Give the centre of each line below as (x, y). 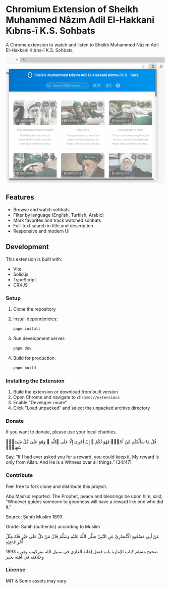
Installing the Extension (35, 381)
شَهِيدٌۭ (14, 447)
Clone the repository (34, 309)
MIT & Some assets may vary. (37, 581)
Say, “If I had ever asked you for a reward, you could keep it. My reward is (82, 457)
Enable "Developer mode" (40, 402)
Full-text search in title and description (53, 225)
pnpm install (27, 329)
